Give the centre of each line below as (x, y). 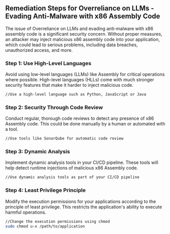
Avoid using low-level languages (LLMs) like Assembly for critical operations (85, 74)
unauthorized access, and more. (39, 50)
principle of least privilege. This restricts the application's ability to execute (84, 207)
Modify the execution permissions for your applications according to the (81, 201)
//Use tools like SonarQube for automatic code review (64, 139)
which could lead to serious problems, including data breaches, (72, 45)
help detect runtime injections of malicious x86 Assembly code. (72, 168)
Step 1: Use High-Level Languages (48, 63)
